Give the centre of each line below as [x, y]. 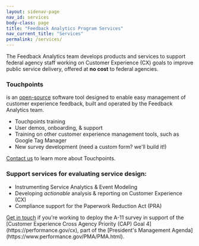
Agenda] [182, 230]
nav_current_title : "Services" [45, 34]
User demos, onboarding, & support [59, 128]
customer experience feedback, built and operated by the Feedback [89, 104]
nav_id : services [28, 17]
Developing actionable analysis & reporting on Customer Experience [98, 193]
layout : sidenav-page [33, 12]
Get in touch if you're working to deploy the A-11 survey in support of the [95, 217]
